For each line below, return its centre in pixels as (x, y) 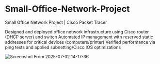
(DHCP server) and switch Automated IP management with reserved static (79, 37)
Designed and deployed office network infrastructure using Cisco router (77, 32)
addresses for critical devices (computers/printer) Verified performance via (80, 42)
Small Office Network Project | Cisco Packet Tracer (56, 22)
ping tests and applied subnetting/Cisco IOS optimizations (63, 47)
